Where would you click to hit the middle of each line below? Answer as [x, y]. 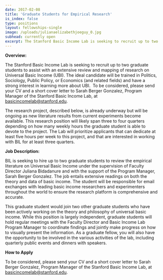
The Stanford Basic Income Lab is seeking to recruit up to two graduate [77, 65]
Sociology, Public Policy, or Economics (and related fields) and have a [75, 80]
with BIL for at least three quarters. [40, 142]
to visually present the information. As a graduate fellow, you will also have [80, 232]
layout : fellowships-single [34, 28]
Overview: [16, 55]
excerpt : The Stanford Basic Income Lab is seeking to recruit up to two [82, 42]
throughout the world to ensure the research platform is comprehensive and [81, 192]
